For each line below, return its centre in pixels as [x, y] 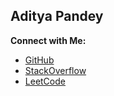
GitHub [39, 60]
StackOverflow [55, 70]
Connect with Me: [48, 40]
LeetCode [45, 81]
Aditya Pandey [57, 16]
